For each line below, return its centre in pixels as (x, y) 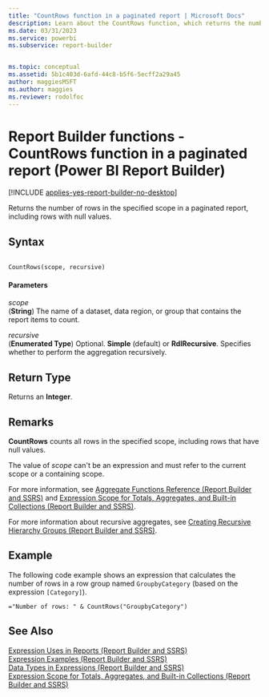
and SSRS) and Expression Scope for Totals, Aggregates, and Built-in (122, 498)
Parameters (28, 284)
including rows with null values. (60, 216)
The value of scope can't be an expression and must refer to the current (127, 465)
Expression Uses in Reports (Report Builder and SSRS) (98, 651)
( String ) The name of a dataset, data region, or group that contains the (125, 311)
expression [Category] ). (48, 592)
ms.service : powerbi (43, 38)
